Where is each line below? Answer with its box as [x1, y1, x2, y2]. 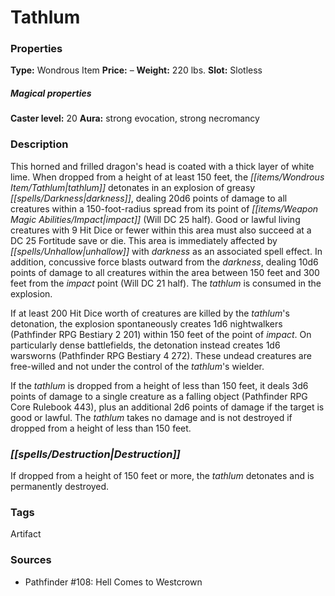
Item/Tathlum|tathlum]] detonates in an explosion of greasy [10, 181, 256, 193]
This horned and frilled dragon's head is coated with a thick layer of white [10, 160, 315, 172]
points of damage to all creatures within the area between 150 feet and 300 [10, 266, 320, 278]
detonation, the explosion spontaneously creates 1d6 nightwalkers [10, 317, 283, 330]
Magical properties [10, 87, 92, 100]
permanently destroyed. [10, 481, 110, 493]
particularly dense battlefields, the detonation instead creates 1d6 [10, 339, 281, 351]
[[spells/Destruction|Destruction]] [10, 447, 181, 461]
